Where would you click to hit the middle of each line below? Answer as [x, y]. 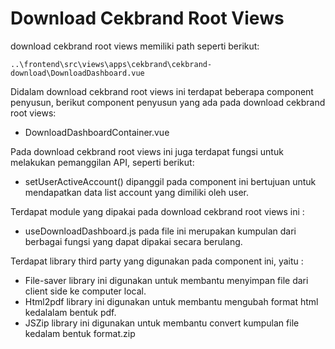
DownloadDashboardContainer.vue [97, 132]
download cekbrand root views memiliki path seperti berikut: [135, 46]
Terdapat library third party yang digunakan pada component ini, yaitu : [157, 261]
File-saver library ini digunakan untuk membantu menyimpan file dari [166, 280]
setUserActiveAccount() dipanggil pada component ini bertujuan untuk [170, 181]
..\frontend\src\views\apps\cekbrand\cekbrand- [111, 64]
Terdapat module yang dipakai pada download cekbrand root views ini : [157, 211]
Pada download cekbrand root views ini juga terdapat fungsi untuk [147, 151]
